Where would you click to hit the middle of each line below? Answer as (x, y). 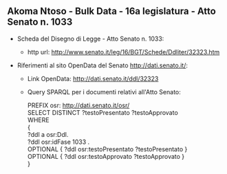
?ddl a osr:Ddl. (48, 134)
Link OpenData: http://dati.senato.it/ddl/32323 (93, 78)
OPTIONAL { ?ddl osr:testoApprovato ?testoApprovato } (106, 156)
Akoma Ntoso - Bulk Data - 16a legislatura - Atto (112, 11)
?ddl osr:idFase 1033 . (58, 142)
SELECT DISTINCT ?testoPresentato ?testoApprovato (103, 112)
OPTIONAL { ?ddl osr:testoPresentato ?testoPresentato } (107, 149)
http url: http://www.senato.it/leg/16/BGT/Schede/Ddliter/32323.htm (123, 52)
